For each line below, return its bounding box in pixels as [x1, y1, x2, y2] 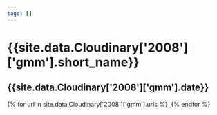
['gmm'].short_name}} [7, 54, 140, 70]
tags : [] [7, 10, 32, 17]
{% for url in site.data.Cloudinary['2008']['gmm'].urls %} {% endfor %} [7, 100, 211, 108]
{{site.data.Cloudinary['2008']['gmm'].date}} [7, 82, 209, 94]
